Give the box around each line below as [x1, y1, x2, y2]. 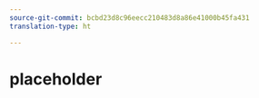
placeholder [9, 69, 103, 89]
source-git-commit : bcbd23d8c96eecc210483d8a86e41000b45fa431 [9, 13, 250, 23]
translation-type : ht [9, 22, 92, 31]
